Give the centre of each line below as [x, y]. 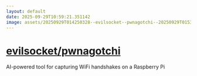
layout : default [26, 11]
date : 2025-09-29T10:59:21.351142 [48, 17]
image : [14, 22]
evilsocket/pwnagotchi [63, 51]
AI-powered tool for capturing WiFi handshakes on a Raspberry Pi [86, 67]
